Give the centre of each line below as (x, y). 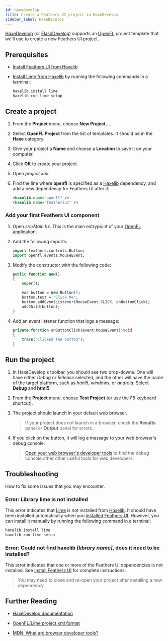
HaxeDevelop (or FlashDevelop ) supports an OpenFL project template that (82, 34)
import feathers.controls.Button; (49, 251)
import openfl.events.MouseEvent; (49, 255)
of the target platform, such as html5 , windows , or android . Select (81, 383)
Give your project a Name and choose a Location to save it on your (82, 149)
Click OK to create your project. (45, 164)
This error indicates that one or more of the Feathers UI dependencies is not (84, 565)
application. (25, 232)
